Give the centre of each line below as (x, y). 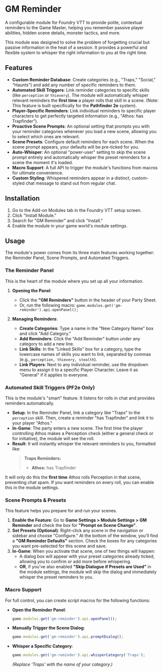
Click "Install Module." (34, 215)
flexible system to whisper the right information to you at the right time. (76, 53)
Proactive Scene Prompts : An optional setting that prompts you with (81, 126)
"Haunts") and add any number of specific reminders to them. (74, 85)
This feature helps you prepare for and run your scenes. (61, 511)
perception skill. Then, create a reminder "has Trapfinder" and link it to (83, 418)
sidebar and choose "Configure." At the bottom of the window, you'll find (85, 536)
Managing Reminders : (35, 319)
